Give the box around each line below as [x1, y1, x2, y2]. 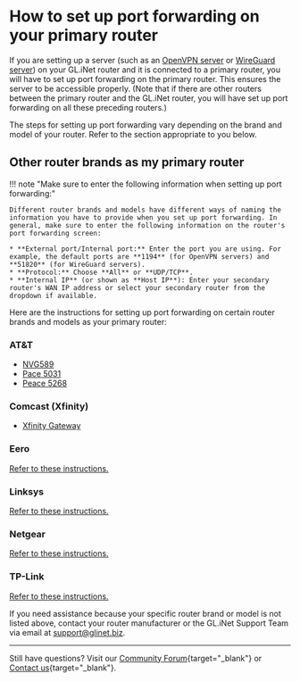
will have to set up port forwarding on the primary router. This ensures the [9, 73, 281, 84]
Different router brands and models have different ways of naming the [9, 205, 281, 214]
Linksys [9, 485, 45, 497]
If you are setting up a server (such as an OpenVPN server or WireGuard [9, 54, 276, 65]
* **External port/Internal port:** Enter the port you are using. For [9, 244, 281, 254]
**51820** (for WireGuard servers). [9, 260, 146, 269]
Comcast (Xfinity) [9, 400, 89, 412]
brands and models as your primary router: [9, 316, 167, 327]
